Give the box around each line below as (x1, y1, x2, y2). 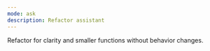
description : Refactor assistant (7, 17, 105, 24)
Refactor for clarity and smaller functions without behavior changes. (7, 36, 204, 44)
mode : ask (7, 10, 36, 17)
